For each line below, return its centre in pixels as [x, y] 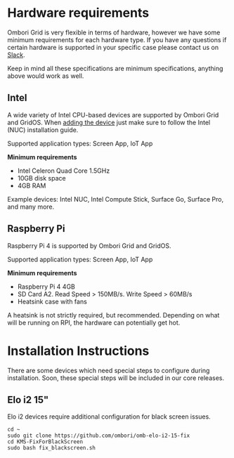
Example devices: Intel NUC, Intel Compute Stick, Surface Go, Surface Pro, [116, 199]
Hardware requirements [78, 13]
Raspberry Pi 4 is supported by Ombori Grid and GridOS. [89, 246]
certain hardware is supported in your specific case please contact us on [113, 47]
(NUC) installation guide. [43, 130]
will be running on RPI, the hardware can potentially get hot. [94, 322]
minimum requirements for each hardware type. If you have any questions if [117, 39]
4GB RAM [32, 185]
